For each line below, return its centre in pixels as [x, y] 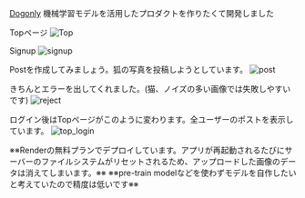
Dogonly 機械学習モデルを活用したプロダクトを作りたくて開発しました [142, 13]
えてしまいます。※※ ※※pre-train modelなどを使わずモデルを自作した [161, 173]
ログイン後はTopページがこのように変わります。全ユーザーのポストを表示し [152, 119]
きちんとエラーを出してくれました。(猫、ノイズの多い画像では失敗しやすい [150, 89]
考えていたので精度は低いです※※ [78, 184]
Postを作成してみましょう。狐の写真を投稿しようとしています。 [129, 69]
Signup [23, 51]
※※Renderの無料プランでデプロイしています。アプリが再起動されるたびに [147, 150]
